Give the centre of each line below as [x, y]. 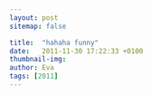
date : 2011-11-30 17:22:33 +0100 [76, 51]
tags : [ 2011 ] [34, 76]
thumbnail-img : [38, 60]
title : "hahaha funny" [54, 43]
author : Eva [32, 68]
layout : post [34, 18]
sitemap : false [38, 26]
